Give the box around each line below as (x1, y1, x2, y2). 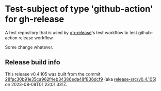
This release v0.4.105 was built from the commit (5, 71, 101, 77)
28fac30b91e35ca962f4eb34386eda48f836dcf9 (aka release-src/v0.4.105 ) (5, 76, 157, 82)
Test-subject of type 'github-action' (5, 3, 153, 15)
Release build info (5, 58, 61, 66)
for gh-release (5, 14, 64, 25)
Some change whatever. (5, 44, 53, 50)
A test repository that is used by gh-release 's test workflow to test (5, 30, 137, 35)
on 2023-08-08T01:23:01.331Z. (5, 81, 68, 87)
